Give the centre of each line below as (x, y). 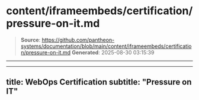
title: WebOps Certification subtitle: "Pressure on (99, 82)
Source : (31, 40)
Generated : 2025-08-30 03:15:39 (113, 52)
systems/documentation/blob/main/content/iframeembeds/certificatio (106, 46)
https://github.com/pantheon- (78, 40)
